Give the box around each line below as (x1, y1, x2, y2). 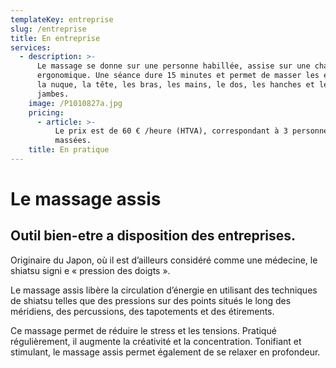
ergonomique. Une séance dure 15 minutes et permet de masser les (36, 71, 320, 81)
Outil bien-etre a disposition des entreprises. (10, 227, 297, 245)
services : (10, 42, 52, 53)
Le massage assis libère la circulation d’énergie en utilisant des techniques (10, 284, 318, 296)
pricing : (28, 107, 65, 118)
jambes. (36, 89, 70, 99)
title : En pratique (28, 145, 110, 155)
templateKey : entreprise (10, 14, 114, 25)
